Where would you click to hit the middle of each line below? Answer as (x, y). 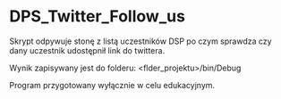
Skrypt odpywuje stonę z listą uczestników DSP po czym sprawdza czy (140, 41)
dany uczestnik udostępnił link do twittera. (87, 50)
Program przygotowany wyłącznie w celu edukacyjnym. (112, 85)
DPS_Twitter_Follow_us (98, 16)
